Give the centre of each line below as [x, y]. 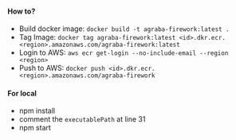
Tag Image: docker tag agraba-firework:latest [97, 37]
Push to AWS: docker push [62, 68]
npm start [35, 128]
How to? [22, 11]
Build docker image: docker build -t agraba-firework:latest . [124, 29]
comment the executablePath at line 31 [82, 119]
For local [22, 93]
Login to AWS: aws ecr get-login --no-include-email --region [124, 52]
